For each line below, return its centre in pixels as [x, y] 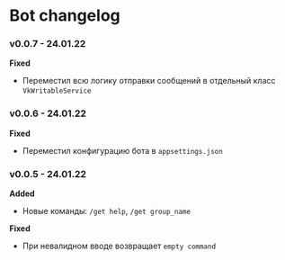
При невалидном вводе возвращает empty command [119, 246]
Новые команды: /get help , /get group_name [107, 211]
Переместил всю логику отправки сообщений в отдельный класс [149, 81]
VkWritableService [57, 91]
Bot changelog [65, 16]
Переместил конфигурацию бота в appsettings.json [122, 150]
